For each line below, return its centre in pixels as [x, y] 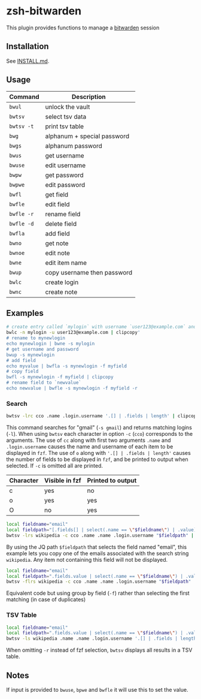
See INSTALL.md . [28, 61]
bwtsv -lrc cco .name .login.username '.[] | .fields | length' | [91, 416]
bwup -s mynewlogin [31, 355]
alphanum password [74, 146]
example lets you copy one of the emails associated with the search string [98, 553]
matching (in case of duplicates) [46, 599]
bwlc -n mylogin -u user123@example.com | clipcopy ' [73, 333]
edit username [66, 165]
